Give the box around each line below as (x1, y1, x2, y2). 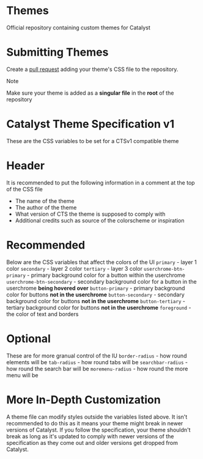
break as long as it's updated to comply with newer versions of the (6, 432, 174, 440)
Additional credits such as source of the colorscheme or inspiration (15, 216, 185, 224)
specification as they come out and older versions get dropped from (6, 439, 179, 446)
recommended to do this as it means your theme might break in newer (6, 419, 183, 427)
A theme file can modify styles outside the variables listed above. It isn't (6, 413, 188, 420)
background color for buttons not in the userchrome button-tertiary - (6, 297, 185, 304)
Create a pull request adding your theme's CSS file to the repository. (6, 65, 179, 73)
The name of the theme (15, 197, 75, 205)
